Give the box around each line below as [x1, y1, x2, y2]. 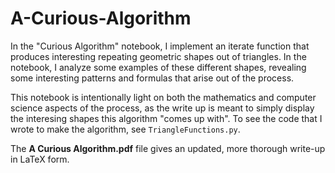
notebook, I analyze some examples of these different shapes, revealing [10, 61, 307, 73]
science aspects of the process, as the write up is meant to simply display [10, 102, 315, 114]
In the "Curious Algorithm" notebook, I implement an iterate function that [10, 40, 310, 52]
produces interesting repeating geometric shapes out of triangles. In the [10, 50, 307, 62]
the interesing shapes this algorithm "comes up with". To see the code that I [10, 112, 323, 124]
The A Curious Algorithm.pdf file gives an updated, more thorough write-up [10, 142, 326, 154]
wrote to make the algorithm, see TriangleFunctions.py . [10, 123, 241, 135]
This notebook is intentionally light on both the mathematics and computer [10, 91, 317, 103]
